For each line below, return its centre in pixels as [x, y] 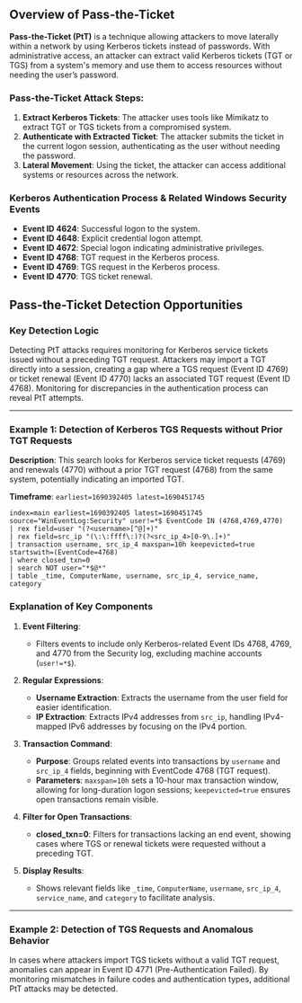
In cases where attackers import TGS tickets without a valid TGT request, [145, 960]
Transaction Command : [67, 743]
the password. [49, 155]
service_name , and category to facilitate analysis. [125, 897]
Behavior [29, 940]
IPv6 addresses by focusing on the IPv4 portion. [158, 726]
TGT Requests [41, 441]
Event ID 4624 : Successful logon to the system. [111, 229]
